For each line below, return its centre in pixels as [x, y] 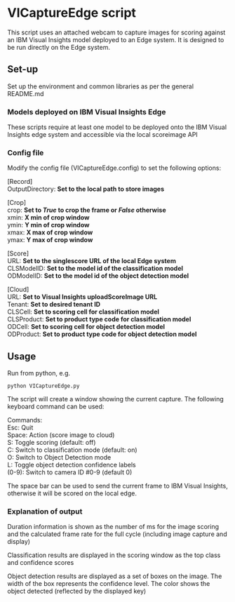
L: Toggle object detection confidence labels [72, 465]
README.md [26, 93]
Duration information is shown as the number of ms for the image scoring [113, 527]
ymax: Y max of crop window [50, 240]
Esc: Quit [20, 428]
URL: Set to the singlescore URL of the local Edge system [92, 261]
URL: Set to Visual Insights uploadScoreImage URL [82, 297]
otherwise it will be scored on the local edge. [72, 493]
